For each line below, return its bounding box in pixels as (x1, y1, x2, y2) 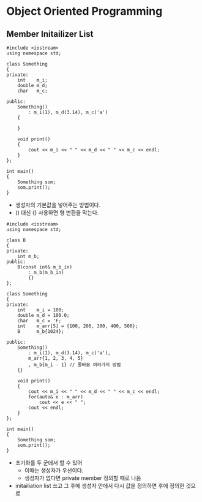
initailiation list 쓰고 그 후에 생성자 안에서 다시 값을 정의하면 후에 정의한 (15, 482, 185, 489)
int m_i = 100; (17, 307, 64, 313)
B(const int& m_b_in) (17, 264, 72, 270)
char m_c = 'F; (17, 318, 62, 324)
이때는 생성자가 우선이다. (24, 467, 84, 474)
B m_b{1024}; (17, 329, 64, 335)
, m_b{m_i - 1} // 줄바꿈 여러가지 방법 (28, 362, 121, 368)
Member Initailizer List (6, 29, 94, 39)
